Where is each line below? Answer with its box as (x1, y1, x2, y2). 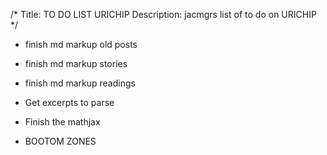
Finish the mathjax (24, 116, 101, 128)
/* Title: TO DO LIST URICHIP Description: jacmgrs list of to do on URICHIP (10, 9, 317, 20)
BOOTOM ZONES (24, 135, 97, 147)
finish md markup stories (24, 58, 128, 69)
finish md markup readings (24, 77, 136, 89)
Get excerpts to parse (24, 97, 115, 108)
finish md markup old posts (24, 39, 138, 50)
